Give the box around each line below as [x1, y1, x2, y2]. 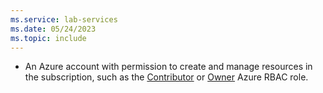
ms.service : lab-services [10, 14, 118, 25]
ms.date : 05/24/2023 [10, 24, 97, 34]
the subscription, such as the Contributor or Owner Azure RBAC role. [24, 71, 309, 83]
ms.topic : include [10, 33, 87, 43]
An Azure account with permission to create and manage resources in [24, 61, 313, 73]
